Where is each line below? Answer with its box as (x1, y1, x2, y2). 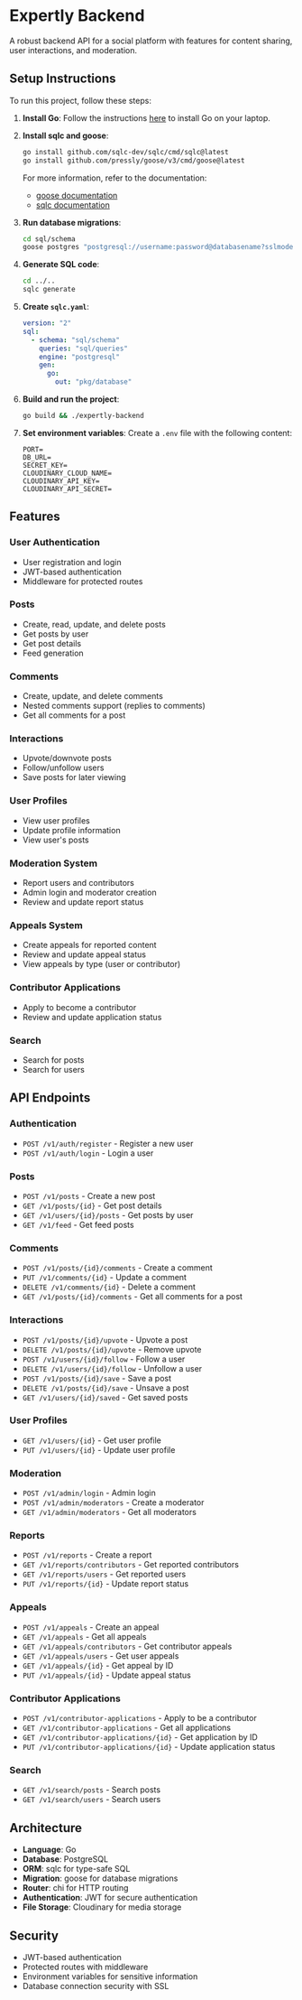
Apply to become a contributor (22, 1001, 137, 1012)
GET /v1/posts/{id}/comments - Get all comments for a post (22, 1291, 243, 1302)
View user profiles (22, 814, 90, 826)
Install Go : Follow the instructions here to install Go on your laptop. (22, 112, 270, 123)
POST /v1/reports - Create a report (22, 1549, 152, 1560)
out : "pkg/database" (55, 377, 133, 386)
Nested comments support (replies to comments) (22, 701, 206, 712)
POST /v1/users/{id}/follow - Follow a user (22, 1353, 186, 1364)
